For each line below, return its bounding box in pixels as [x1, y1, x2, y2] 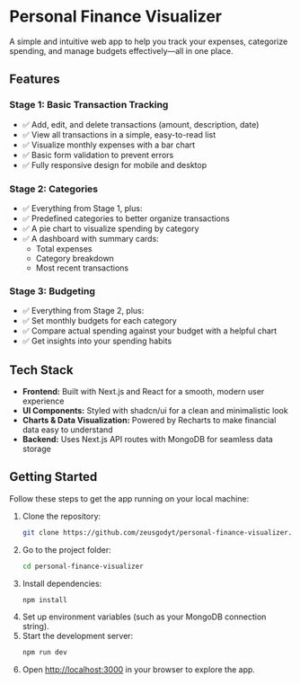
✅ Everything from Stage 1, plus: [22, 202, 143, 213]
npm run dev [22, 648, 67, 657]
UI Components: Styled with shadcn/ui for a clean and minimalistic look [22, 405, 289, 416]
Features [9, 72, 60, 87]
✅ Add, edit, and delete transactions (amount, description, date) [22, 119, 260, 129]
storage [22, 443, 51, 455]
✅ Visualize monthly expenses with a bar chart [22, 139, 196, 150]
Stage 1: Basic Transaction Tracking [9, 99, 169, 111]
